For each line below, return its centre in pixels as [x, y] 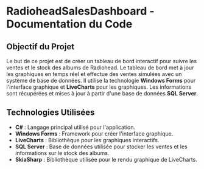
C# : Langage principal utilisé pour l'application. [75, 127]
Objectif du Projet [40, 47]
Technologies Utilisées [51, 113]
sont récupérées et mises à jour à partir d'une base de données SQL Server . [102, 93]
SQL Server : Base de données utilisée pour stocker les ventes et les [101, 147]
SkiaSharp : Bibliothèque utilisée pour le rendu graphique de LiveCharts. [106, 159]
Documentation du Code [69, 24]
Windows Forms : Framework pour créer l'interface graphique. [94, 133]
